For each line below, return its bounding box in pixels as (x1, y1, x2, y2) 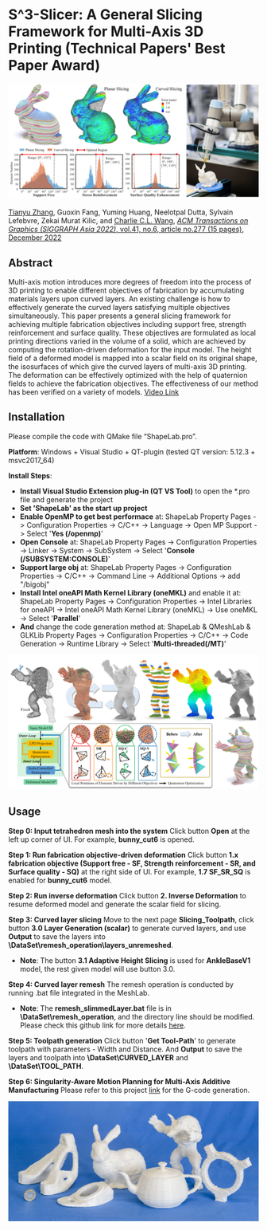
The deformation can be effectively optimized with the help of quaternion (8, 371, 248, 380)
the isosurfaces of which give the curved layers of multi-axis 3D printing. (8, 362, 247, 371)
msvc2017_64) (8, 455, 55, 465)
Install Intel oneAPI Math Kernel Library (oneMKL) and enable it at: (19, 587, 242, 597)
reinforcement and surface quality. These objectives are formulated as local (8, 328, 257, 338)
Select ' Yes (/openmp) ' (26, 529, 103, 538)
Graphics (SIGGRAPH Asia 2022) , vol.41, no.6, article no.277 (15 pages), (8, 225, 245, 234)
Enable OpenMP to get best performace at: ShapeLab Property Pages (19, 512, 252, 521)
